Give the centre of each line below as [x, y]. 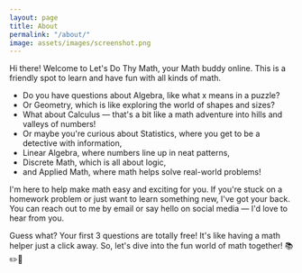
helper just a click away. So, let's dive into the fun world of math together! [146, 246]
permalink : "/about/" [50, 34]
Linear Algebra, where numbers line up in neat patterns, [126, 153]
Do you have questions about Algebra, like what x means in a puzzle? [151, 96]
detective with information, [72, 143]
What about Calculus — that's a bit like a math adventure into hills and [152, 114]
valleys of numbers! [59, 124]
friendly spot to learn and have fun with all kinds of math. [115, 78]
